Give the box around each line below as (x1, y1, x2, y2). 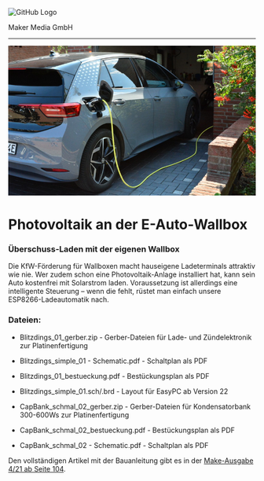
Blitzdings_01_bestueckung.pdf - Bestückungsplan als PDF (19, 371, 210, 380)
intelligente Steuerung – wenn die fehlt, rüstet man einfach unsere (8, 287, 222, 296)
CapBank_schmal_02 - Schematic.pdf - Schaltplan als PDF (19, 440, 209, 450)
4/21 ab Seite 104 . (8, 464, 66, 473)
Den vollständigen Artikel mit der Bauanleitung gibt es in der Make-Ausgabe (8, 456, 254, 465)
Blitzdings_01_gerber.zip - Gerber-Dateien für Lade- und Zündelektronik (19, 332, 252, 342)
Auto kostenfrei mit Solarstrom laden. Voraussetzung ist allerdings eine (8, 278, 238, 288)
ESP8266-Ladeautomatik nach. (8, 295, 110, 304)
